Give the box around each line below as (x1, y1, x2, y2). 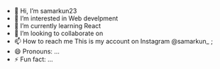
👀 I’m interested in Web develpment (13, 14, 119, 23)
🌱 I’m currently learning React (13, 22, 101, 30)
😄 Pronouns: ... (13, 47, 60, 56)
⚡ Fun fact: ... (13, 55, 53, 63)
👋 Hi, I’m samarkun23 (13, 7, 77, 15)
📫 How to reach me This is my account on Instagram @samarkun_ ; (13, 37, 213, 45)
